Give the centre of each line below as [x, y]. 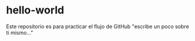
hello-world [35, 10]
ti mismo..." [20, 32]
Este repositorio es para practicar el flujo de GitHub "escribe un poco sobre [98, 26]
